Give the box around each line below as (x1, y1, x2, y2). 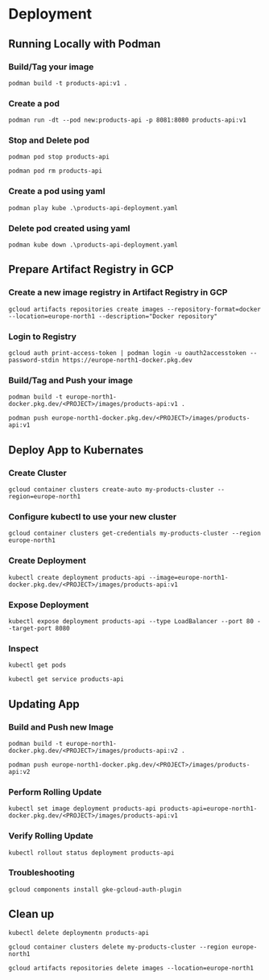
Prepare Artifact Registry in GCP (8, 263, 175, 276)
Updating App (8, 697, 80, 711)
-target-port (8, 624, 52, 632)
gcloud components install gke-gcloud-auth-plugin (8, 885, 182, 894)
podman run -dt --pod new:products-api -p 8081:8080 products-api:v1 (8, 116, 247, 125)
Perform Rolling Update (8, 786, 102, 797)
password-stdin (8, 356, 60, 365)
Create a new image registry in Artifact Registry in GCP (8, 287, 228, 298)
